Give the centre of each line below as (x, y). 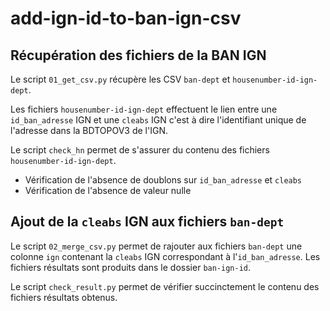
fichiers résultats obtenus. (64, 297)
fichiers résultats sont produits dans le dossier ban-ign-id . (131, 267)
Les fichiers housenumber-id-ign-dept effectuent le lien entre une (144, 109)
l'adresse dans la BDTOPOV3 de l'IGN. (89, 130)
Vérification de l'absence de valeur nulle (108, 190)
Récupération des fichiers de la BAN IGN (138, 55)
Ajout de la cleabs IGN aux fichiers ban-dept (147, 222)
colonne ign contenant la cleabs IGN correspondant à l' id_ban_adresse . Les (165, 256)
